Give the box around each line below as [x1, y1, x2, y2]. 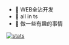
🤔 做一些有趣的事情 [15, 20, 63, 27]
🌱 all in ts [15, 13, 38, 20]
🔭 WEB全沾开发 [15, 6, 54, 13]
